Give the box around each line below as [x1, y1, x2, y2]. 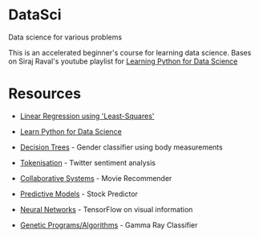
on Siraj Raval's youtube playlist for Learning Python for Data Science [8, 56, 238, 66]
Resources [8, 84, 82, 103]
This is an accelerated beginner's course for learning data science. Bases [8, 47, 252, 57]
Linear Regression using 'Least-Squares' [19, 111, 155, 121]
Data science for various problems [8, 32, 123, 42]
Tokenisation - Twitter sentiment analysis [19, 158, 156, 167]
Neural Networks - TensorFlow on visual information [19, 204, 193, 214]
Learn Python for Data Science [19, 126, 122, 136]
